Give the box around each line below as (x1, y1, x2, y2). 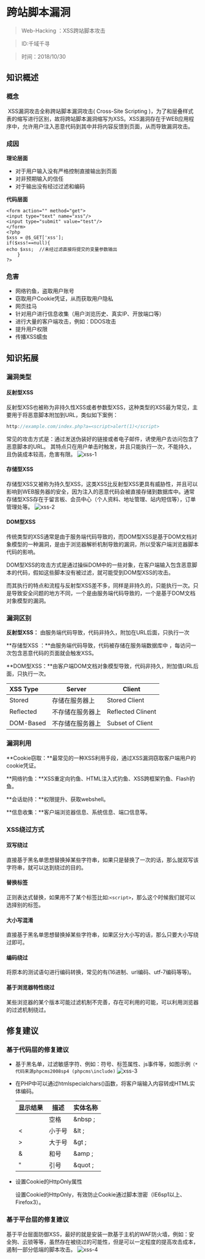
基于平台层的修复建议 (6, 1216, 69, 1224)
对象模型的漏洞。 (6, 597, 49, 604)
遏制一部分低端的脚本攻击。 (6, 1246, 76, 1253)
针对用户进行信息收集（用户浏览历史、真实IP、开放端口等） (15, 310, 165, 317)
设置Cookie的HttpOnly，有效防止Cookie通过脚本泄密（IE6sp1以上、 (15, 1191, 185, 1199)
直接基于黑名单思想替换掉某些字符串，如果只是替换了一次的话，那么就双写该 (6, 856, 199, 863)
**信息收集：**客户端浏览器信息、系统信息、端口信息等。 (6, 808, 151, 816)
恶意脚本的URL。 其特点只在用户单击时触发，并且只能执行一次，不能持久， (6, 443, 195, 450)
